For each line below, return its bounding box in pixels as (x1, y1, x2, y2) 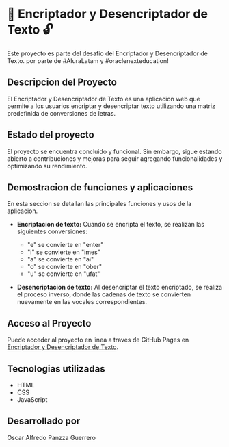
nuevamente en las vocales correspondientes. (16, 298, 148, 306)
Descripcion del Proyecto (7, 77, 118, 88)
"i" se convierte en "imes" (27, 248, 100, 256)
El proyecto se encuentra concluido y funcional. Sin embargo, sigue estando (7, 147, 222, 155)
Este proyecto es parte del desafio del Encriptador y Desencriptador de (7, 49, 208, 58)
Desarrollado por (7, 416, 81, 427)
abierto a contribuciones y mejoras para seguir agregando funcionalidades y (7, 154, 223, 163)
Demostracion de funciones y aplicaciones (7, 181, 193, 193)
